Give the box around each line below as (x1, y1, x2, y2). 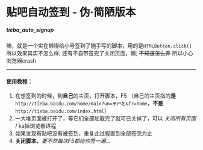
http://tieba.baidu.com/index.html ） (14, 107, 110, 114)
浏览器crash (6, 57, 36, 64)
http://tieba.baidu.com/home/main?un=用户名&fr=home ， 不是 (14, 100, 164, 107)
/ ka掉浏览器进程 (14, 122, 57, 130)
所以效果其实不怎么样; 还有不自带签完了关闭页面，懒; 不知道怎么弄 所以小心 (6, 49, 194, 57)
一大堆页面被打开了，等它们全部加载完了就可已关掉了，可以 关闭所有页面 (14, 115, 196, 122)
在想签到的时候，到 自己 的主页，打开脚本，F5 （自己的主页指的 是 (14, 92, 176, 99)
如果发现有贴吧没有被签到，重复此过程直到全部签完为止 (14, 130, 152, 137)
